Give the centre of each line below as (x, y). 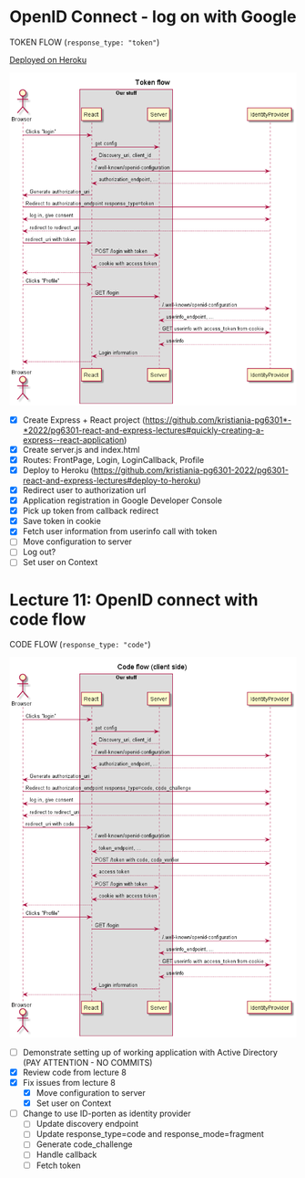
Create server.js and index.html (81, 449)
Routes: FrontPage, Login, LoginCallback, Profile (113, 459)
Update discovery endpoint (87, 1124)
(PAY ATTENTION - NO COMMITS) (87, 1062)
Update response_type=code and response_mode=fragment (150, 1134)
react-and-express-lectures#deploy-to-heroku (110, 480)
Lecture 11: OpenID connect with (134, 600)
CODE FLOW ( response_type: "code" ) (81, 645)
